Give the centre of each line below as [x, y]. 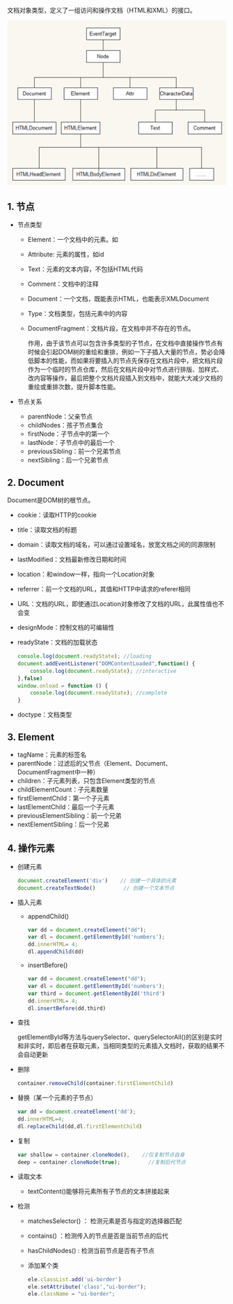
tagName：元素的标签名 [52, 755]
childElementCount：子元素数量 [63, 789]
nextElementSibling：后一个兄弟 [63, 824]
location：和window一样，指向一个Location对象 [86, 575]
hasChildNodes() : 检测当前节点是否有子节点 [91, 1250]
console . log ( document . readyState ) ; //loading [84, 657]
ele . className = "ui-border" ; [72, 1294]
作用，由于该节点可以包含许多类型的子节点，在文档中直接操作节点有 [125, 343]
